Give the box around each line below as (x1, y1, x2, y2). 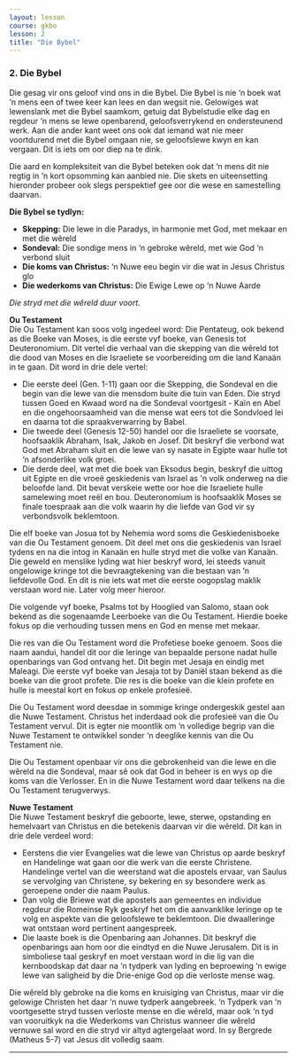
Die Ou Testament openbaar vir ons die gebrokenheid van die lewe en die (9, 756, 277, 767)
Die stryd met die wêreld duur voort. (9, 297, 141, 308)
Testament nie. (9, 739, 64, 750)
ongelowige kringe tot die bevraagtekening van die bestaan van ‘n (9, 565, 250, 576)
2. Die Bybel (9, 67, 62, 80)
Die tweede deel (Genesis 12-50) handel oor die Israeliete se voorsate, (21, 426, 279, 436)
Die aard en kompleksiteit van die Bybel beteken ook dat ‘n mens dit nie (9, 160, 270, 171)
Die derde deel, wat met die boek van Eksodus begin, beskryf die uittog (21, 463, 283, 474)
